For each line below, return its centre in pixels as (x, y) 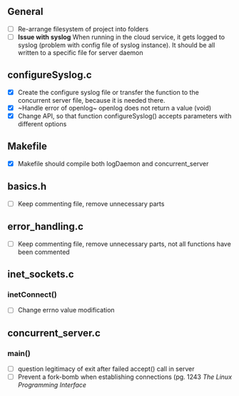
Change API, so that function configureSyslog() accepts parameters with (124, 116)
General (26, 12)
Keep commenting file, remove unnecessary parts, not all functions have (124, 244)
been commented (44, 252)
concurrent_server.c (54, 333)
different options (42, 123)
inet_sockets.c (41, 274)
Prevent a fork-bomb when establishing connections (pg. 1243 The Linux (125, 377)
